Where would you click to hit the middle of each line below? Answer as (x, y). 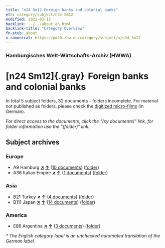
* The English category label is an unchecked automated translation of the (83, 236)
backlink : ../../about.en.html (38, 24)
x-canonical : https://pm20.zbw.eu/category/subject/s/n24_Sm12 (73, 38)
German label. (21, 241)
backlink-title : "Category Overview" (45, 29)
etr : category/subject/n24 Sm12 (39, 15)
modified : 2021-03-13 (28, 19)
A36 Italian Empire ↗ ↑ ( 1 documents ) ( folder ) (60, 173)
